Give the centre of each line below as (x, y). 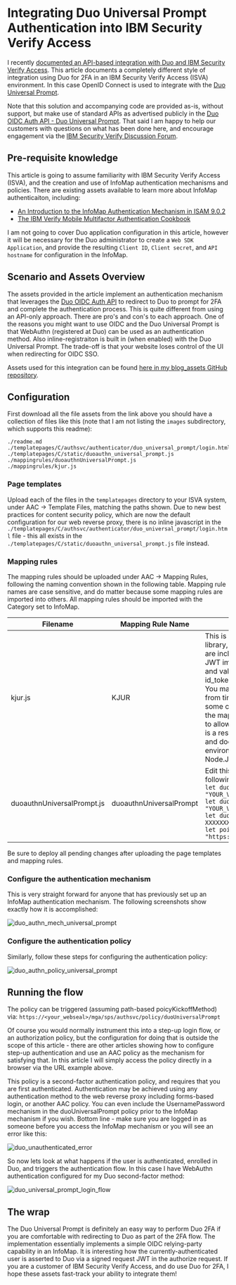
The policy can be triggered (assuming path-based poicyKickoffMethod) (112, 1010)
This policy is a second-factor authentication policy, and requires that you (114, 1081)
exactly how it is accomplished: (53, 910)
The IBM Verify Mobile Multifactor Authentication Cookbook (104, 218)
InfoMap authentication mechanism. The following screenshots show (107, 902)
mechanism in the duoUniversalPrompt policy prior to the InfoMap (103, 1112)
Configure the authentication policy (70, 941)
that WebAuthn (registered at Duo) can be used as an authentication (106, 331)
